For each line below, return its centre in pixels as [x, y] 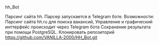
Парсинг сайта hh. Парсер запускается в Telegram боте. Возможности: [79, 16]
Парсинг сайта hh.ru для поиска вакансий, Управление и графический [79, 22]
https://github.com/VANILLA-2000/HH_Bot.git [51, 37]
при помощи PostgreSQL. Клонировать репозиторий [60, 32]
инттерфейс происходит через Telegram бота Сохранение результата [78, 27]
